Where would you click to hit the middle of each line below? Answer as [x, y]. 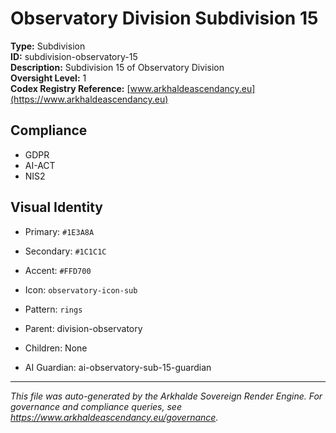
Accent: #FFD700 [58, 270]
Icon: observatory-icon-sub [81, 289]
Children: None [56, 348]
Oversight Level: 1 [48, 78]
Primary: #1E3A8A [59, 231]
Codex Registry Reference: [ [70, 88]
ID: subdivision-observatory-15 [74, 56]
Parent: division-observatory [83, 328]
